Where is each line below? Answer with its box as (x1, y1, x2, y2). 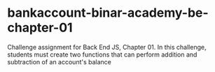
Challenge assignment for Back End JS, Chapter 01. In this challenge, (7, 43, 207, 51)
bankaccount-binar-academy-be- (7, 5, 209, 21)
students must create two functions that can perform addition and (7, 50, 197, 59)
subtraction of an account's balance (7, 57, 112, 66)
